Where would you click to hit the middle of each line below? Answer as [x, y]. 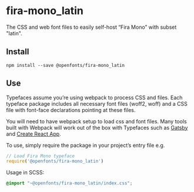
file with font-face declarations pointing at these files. [71, 110]
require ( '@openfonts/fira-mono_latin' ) [55, 161]
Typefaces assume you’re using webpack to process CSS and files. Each [94, 97]
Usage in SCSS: [25, 173]
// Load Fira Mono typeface [41, 156]
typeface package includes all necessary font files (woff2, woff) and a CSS [97, 103]
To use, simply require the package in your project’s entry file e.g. [86, 145]
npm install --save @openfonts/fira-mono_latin [66, 65]
